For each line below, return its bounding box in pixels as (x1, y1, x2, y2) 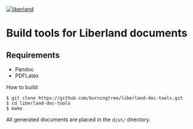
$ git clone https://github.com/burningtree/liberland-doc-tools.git (6, 95, 183, 101)
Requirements (6, 50, 60, 60)
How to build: (6, 84, 39, 90)
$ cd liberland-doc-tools (6, 100, 71, 106)
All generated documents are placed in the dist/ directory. (6, 116, 151, 123)
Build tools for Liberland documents (6, 27, 188, 40)
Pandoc (14, 66, 34, 73)
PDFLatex (14, 72, 39, 79)
